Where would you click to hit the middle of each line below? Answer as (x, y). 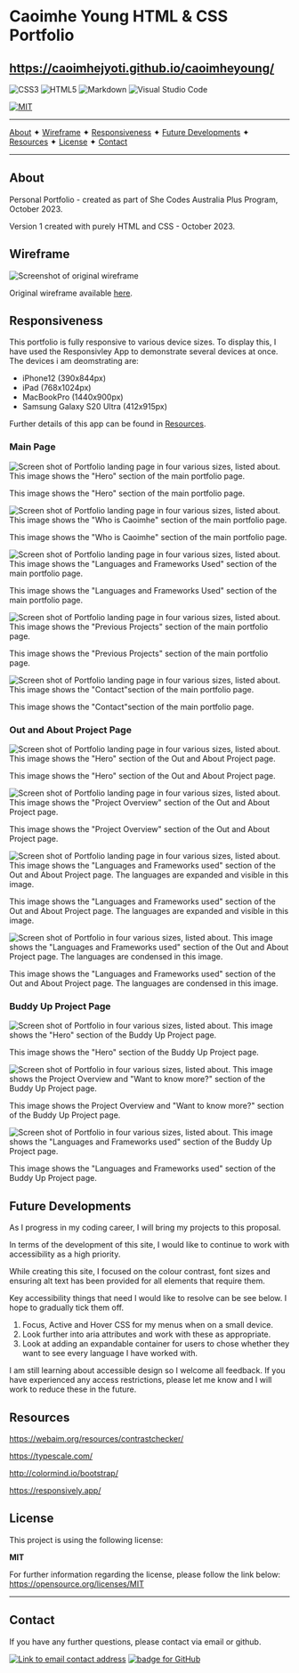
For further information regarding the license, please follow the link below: (145, 1574)
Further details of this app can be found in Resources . (108, 424)
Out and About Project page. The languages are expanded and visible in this (149, 911)
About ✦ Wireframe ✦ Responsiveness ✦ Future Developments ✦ (129, 132)
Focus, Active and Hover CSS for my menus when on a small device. (148, 1325)
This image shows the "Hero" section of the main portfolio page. (127, 493)
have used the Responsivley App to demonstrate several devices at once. (144, 352)
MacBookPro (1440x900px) (73, 397)
